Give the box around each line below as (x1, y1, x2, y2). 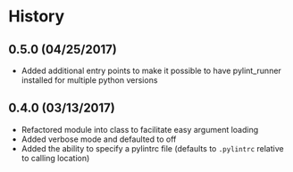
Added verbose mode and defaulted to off (21, 134, 177, 144)
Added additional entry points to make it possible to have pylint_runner (21, 65, 282, 76)
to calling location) (21, 152, 90, 163)
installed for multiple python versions (21, 75, 158, 86)
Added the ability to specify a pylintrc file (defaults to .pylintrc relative (21, 143, 284, 153)
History (8, 6, 65, 27)
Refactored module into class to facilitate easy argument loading (21, 124, 259, 135)
